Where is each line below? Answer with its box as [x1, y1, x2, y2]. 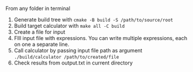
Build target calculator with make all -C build [13, 23, 125, 29]
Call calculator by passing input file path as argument [13, 47, 143, 54]
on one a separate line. [13, 41, 70, 48]
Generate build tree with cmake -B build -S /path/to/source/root [13, 16, 174, 23]
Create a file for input [13, 28, 66, 35]
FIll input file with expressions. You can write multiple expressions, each [13, 35, 188, 41]
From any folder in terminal [5, 5, 71, 12]
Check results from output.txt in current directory [13, 59, 133, 66]
